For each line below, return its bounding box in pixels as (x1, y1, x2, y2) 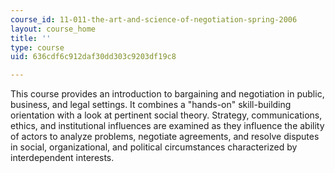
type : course (10, 42, 65, 53)
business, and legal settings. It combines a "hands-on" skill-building (10, 99, 292, 111)
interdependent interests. (10, 152, 115, 164)
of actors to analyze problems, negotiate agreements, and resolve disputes (10, 131, 320, 143)
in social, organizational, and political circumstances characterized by (10, 141, 298, 153)
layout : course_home (10, 24, 97, 34)
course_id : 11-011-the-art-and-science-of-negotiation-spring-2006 (10, 14, 298, 25)
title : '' (10, 33, 52, 43)
